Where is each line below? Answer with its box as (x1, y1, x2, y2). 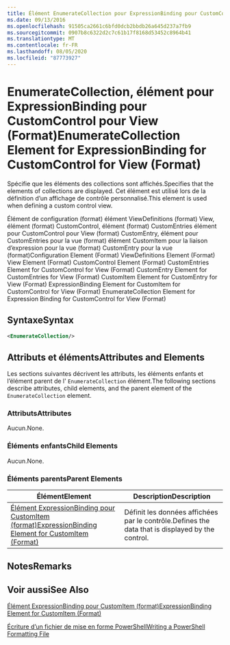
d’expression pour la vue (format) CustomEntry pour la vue (7, 244, 173, 252)
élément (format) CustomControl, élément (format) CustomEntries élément (7, 222, 217, 230)
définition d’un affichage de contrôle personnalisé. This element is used (7, 194, 207, 202)
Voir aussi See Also (7, 583, 89, 596)
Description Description (133, 492, 211, 501)
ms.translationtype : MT (7, 36, 75, 42)
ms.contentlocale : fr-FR (7, 42, 78, 49)
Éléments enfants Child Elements (7, 441, 118, 451)
